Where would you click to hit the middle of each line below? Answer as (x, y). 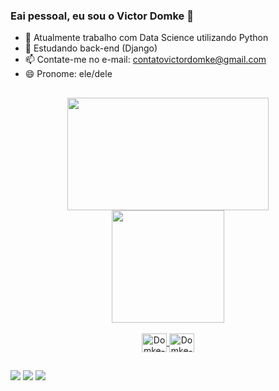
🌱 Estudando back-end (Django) (91, 48)
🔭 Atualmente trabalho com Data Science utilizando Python (146, 38)
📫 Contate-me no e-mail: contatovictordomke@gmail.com (145, 60)
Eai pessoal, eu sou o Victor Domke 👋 (102, 16)
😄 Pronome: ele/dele (68, 74)
